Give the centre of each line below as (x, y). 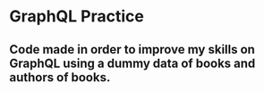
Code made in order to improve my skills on (132, 50)
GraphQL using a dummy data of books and (132, 63)
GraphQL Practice (77, 17)
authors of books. (60, 77)
